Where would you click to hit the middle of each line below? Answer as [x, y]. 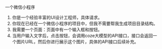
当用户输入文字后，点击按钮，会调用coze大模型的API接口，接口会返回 [82, 36]
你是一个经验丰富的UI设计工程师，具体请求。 [57, 17]
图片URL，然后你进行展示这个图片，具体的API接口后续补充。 [78, 42]
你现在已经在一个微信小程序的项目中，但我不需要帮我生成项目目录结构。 [85, 24]
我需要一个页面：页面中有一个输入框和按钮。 [57, 30]
